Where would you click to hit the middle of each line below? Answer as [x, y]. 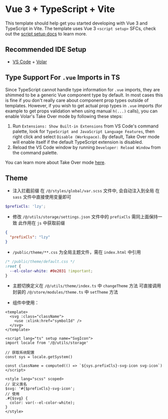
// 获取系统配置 [20, 353]
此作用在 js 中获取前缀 [42, 223]
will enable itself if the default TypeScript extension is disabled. [78, 142]
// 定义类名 [16, 384]
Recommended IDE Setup [46, 49]
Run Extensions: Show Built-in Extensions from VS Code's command [86, 126]
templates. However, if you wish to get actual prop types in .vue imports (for [84, 105]
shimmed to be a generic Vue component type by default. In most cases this [84, 95]
